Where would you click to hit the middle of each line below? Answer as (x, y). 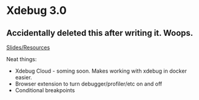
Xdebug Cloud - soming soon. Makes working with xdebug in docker (101, 71)
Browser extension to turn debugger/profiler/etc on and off (89, 84)
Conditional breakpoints (45, 90)
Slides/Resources (28, 47)
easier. (23, 77)
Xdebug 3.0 (36, 11)
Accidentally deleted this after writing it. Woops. (100, 33)
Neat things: (22, 59)
